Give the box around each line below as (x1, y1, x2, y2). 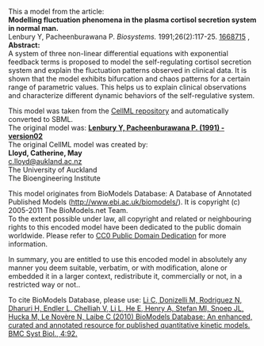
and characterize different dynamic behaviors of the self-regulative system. (8, 91, 255, 100)
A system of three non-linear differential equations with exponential (8, 49, 228, 58)
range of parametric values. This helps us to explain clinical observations (8, 82, 247, 92)
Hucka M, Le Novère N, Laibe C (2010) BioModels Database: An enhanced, (8, 312, 253, 321)
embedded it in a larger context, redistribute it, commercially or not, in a (8, 272, 243, 280)
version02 (8, 131, 44, 141)
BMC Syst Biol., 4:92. (8, 329, 78, 338)
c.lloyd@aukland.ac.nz (8, 157, 82, 165)
